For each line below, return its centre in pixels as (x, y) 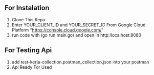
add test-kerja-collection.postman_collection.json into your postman (80, 62)
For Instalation (27, 8)
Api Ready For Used (32, 67)
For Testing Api (28, 50)
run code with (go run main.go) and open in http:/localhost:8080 (77, 35)
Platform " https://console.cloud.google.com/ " (57, 30)
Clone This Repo (28, 19)
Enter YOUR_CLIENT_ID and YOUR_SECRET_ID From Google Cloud (78, 25)
